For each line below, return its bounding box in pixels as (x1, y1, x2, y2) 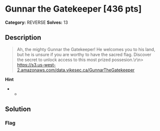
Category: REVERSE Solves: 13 (5, 19, 68, 25)
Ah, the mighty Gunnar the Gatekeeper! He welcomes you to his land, (16, 46, 156, 52)
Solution (5, 105, 31, 114)
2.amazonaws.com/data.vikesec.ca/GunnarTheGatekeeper (16, 67, 135, 73)
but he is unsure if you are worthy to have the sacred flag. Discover (16, 51, 152, 57)
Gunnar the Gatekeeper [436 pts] (5, 3, 142, 15)
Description (5, 33, 41, 42)
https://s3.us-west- (16, 62, 56, 67)
